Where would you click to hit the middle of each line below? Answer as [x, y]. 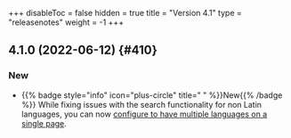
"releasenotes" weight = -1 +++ [66, 22]
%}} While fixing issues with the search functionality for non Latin [141, 104]
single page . [44, 123]
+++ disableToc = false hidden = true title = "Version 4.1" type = [125, 13]
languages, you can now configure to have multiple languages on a [144, 114]
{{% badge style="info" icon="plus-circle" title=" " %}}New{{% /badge [152, 95]
